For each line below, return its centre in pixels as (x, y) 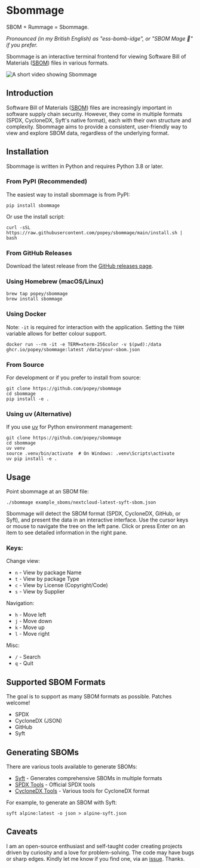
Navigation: (20, 603)
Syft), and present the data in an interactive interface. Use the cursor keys (97, 520)
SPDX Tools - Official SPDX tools (55, 785)
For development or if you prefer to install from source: (74, 378)
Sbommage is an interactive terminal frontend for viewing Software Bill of (96, 56)
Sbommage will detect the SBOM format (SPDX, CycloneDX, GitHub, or (93, 514)
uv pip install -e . (32, 459)
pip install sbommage (33, 206)
